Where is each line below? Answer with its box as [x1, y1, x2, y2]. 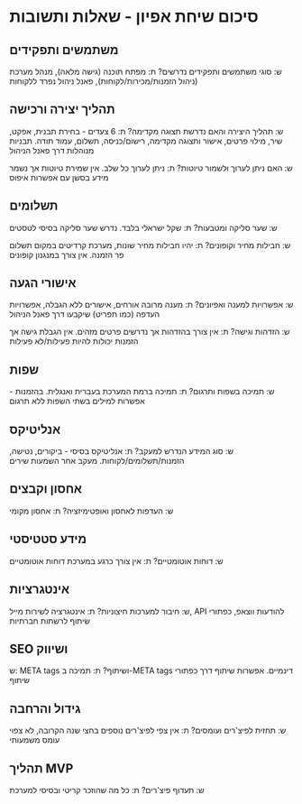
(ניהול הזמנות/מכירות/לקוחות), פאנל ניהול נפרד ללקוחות [9, 76, 198, 87]
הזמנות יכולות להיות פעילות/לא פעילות [9, 336, 139, 347]
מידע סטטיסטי [9, 531, 87, 547]
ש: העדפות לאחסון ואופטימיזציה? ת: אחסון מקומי [9, 505, 174, 516]
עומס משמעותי [9, 735, 60, 745]
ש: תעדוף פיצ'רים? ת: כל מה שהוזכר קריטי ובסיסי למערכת [9, 784, 205, 795]
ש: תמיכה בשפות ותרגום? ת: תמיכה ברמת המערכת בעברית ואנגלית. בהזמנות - [9, 386, 275, 397]
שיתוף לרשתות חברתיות [9, 615, 90, 626]
